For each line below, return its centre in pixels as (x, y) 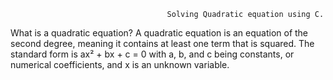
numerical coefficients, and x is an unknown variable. (120, 64)
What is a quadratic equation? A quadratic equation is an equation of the (159, 33)
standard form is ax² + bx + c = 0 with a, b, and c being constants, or (152, 54)
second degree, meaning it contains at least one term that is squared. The (162, 43)
